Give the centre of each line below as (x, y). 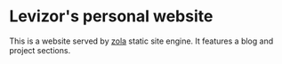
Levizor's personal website (111, 16)
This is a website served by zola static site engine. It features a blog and (141, 41)
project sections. (40, 50)
